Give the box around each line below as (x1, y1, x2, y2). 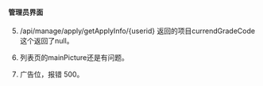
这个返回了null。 (19, 36, 74, 46)
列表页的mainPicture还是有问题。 (19, 53, 129, 62)
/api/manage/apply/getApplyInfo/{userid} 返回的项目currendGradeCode (19, 26, 256, 36)
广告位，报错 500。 (19, 69, 84, 79)
